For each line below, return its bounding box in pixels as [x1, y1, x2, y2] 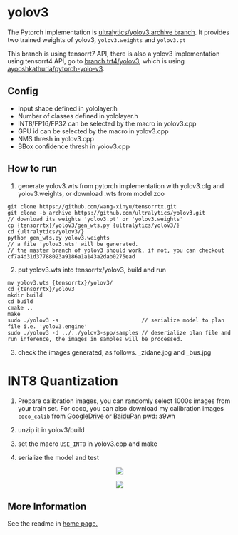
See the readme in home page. [7, 519, 98, 528]
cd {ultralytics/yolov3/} [7, 228, 84, 235]
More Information [7, 500, 87, 512]
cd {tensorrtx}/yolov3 [7, 285, 75, 292]
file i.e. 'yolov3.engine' [7, 322, 88, 330]
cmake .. [7, 304, 33, 311]
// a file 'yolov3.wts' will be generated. [7, 240, 139, 248]
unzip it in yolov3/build [17, 425, 85, 434]
